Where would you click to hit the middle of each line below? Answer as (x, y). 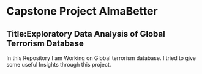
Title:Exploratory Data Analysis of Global (86, 34)
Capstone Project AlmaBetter (82, 11)
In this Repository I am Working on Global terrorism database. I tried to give (101, 58)
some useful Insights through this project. (59, 65)
